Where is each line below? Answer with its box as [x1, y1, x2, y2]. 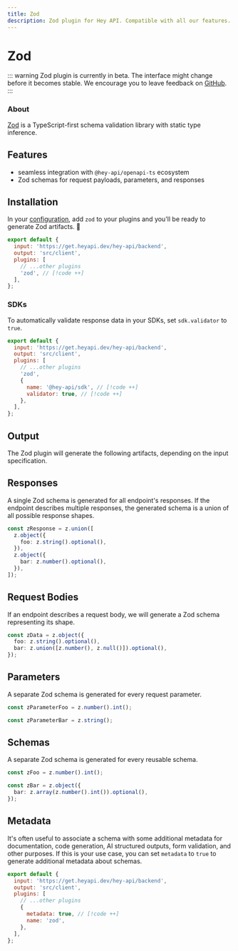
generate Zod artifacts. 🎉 [7, 223, 81, 231]
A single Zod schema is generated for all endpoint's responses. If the [7, 496, 210, 504]
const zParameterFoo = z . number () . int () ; [7, 703, 133, 711]
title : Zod [7, 10, 40, 18]
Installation [7, 195, 58, 208]
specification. [7, 456, 48, 464]
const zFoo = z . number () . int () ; [7, 769, 103, 776]
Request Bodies [7, 591, 79, 604]
